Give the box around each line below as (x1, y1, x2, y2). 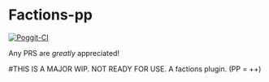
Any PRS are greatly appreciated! (8, 48, 120, 58)
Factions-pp (8, 6, 93, 24)
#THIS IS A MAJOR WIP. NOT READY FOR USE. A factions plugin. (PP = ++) (8, 63, 262, 74)
